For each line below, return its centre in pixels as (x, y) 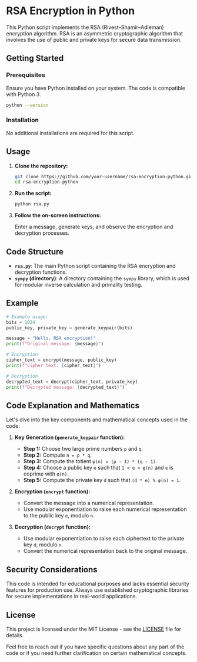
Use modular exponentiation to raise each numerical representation (105, 509)
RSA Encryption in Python (71, 11)
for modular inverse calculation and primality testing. (79, 285)
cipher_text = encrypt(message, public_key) (61, 360)
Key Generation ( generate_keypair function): (70, 437)
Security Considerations (52, 570)
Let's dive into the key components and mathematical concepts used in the (97, 420)
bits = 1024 (21, 322)
